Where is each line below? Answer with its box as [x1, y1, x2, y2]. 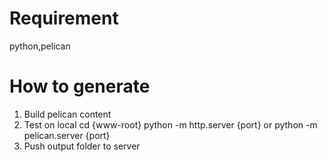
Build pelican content [23, 108, 112, 120]
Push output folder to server [23, 140, 141, 152]
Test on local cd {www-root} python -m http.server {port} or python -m [23, 118, 318, 131]
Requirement [9, 7, 119, 30]
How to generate [9, 75, 151, 98]
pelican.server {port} [23, 129, 111, 141]
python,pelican [9, 40, 71, 52]
